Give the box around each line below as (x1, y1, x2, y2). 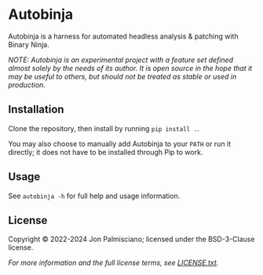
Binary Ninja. (8, 39, 49, 49)
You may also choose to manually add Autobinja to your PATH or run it (8, 139, 232, 148)
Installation (8, 103, 64, 116)
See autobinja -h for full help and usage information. (8, 191, 181, 200)
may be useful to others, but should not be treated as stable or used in (8, 71, 237, 81)
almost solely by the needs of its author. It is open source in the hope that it (8, 63, 253, 72)
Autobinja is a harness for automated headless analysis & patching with (8, 31, 239, 41)
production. (8, 80, 46, 90)
